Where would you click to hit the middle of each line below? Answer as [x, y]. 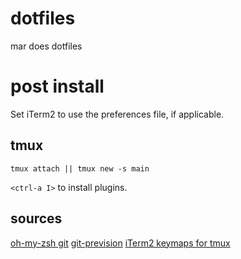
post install [57, 86]
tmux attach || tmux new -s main [80, 168]
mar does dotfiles [46, 46]
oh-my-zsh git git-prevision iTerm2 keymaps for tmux [120, 243]
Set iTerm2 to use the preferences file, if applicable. [117, 114]
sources [36, 218]
